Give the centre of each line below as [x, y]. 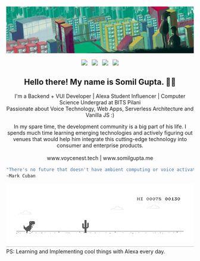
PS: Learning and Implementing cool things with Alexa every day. [86, 251]
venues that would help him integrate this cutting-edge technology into [100, 139]
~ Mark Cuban [21, 176]
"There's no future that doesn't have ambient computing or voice [90, 170]
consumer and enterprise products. [100, 145]
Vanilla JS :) [100, 115]
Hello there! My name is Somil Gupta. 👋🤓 [100, 82]
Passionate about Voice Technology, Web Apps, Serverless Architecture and [100, 109]
